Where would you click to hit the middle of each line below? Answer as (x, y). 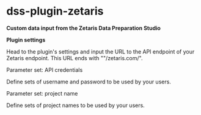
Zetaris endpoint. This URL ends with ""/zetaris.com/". (75, 58)
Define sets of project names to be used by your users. (75, 105)
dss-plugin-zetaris (55, 11)
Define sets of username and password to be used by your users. (89, 82)
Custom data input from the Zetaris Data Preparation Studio (83, 28)
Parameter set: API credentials (45, 70)
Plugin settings (26, 40)
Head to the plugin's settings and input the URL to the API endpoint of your (100, 51)
